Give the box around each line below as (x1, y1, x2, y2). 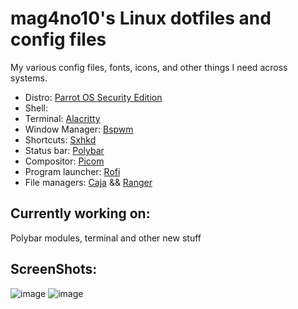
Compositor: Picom (24, 155, 105, 167)
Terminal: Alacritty (24, 112, 101, 124)
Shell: (24, 102, 49, 114)
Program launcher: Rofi (24, 165, 121, 177)
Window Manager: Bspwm (24, 123, 134, 135)
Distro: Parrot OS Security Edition (24, 91, 163, 103)
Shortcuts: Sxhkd (24, 133, 97, 146)
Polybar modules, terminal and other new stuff (10, 232, 202, 244)
